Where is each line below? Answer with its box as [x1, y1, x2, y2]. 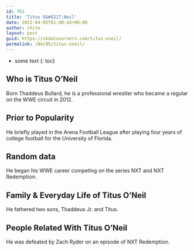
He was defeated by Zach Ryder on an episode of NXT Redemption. [6, 238, 170, 245]
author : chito [6, 25, 41, 31]
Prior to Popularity [6, 113, 74, 123]
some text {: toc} [14, 57, 56, 64]
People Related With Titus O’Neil [6, 223, 128, 233]
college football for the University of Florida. [6, 135, 113, 142]
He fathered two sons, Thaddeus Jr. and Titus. [6, 206, 118, 213]
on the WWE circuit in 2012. [6, 96, 73, 103]
